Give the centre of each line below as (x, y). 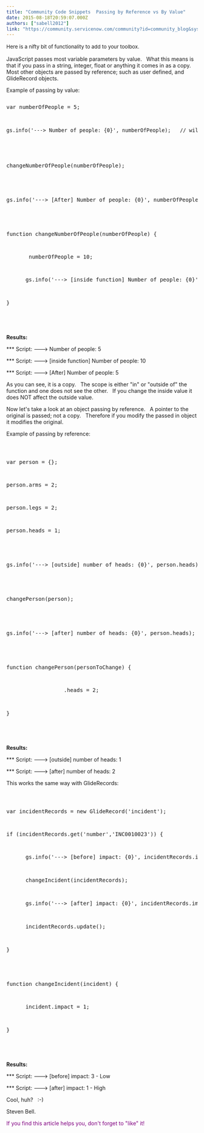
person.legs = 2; (32, 508)
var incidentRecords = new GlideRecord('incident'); (87, 812)
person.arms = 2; (32, 485)
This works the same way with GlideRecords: (63, 783)
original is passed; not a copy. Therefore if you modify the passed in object (102, 416)
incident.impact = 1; (57, 1007)
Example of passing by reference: (49, 434)
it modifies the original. (35, 422)
